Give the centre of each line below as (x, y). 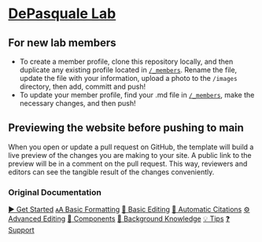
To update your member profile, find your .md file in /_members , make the (137, 95)
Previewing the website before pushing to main (126, 128)
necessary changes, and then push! (77, 103)
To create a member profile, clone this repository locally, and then (126, 61)
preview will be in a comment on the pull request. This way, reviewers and (128, 163)
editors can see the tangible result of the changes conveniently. (111, 172)
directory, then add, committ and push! (83, 86)
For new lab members (62, 43)
